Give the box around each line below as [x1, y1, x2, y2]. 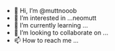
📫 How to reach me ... [13, 37, 79, 44]
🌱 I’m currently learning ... [13, 21, 89, 29]
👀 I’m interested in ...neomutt [13, 14, 97, 22]
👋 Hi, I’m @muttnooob [13, 7, 77, 14]
